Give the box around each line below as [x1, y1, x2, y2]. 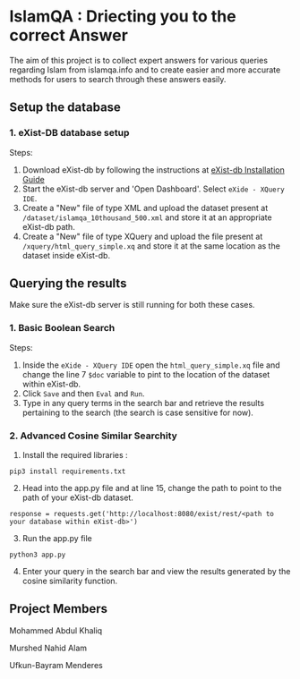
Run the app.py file [21, 533, 92, 544]
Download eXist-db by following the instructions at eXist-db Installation [21, 164, 285, 175]
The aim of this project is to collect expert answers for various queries [9, 55, 269, 65]
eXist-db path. [21, 221, 76, 232]
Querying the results [9, 276, 127, 292]
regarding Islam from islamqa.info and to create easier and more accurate [9, 64, 281, 75]
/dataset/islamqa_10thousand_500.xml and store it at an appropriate [21, 212, 272, 223]
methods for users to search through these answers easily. [9, 73, 227, 84]
